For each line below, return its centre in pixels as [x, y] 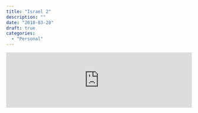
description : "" [26, 17]
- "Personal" [27, 39]
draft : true [21, 28]
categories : [21, 34]
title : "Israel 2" [29, 11]
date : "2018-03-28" [30, 22]
